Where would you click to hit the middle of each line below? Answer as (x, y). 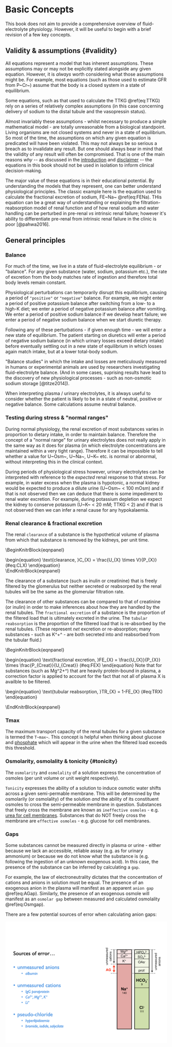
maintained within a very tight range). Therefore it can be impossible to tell (84, 450)
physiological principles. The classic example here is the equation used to (83, 191)
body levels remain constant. (36, 283)
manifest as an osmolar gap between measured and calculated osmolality (83, 899)
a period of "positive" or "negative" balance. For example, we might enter (84, 298)
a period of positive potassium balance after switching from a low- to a (80, 303)
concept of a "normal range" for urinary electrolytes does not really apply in (85, 440)
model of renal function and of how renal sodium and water (96, 208)
